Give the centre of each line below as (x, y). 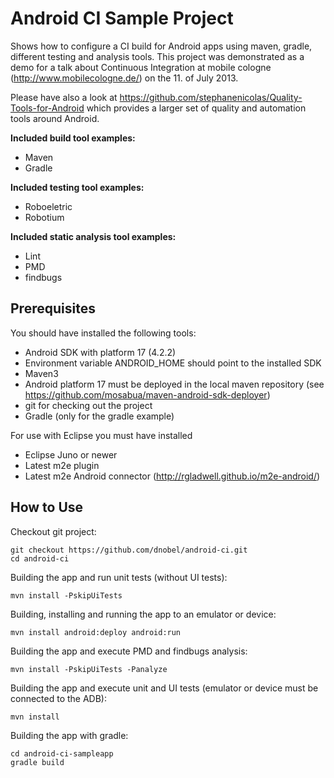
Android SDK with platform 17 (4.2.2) (100, 352)
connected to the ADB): (59, 698)
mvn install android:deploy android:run (96, 632)
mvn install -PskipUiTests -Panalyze (89, 669)
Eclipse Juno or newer (71, 454)
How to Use (47, 507)
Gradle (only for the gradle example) (99, 416)
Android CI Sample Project (122, 18)
